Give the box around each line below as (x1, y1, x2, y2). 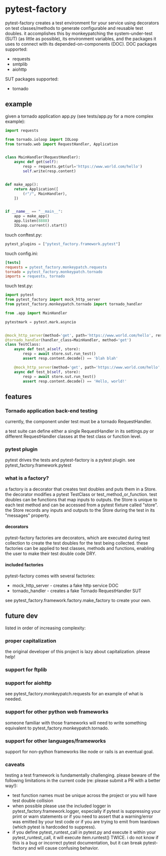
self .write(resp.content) (23, 169, 77, 174)
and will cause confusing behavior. (28, 845, 99, 851)
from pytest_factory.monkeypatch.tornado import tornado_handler (5, 302, 142, 306)
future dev (5, 611, 38, 620)
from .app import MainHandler (5, 310, 68, 315)
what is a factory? (5, 475, 49, 482)
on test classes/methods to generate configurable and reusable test (5, 25, 143, 31)
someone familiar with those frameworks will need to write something (5, 720, 147, 726)
